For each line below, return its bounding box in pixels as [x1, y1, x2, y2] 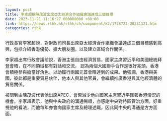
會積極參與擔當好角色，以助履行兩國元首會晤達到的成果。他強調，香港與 [5, 69, 153, 75]
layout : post [5, 7, 32, 12]
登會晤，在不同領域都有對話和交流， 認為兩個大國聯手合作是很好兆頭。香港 [5, 63, 159, 69]
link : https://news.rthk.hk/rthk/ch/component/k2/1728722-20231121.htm [5, 21, 157, 26]
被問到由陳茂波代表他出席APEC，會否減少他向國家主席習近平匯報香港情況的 [5, 92, 161, 98]
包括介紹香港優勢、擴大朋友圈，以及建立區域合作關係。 [13, 46, 127, 52]
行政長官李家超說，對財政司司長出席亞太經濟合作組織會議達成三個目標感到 [5, 40, 158, 46]
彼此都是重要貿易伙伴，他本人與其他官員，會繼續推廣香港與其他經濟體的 [13, 75, 162, 81]
